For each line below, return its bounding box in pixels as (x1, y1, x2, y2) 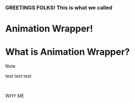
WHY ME (5, 93, 24, 99)
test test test (5, 73, 32, 79)
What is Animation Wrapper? (5, 46, 130, 58)
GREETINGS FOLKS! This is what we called (5, 4, 113, 11)
